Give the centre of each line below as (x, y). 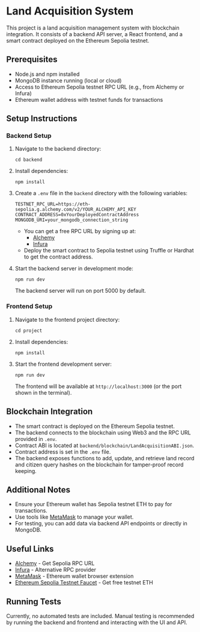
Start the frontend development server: (63, 364)
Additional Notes (38, 490)
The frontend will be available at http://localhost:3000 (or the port (98, 386)
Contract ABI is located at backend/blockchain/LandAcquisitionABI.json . (105, 445)
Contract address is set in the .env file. (63, 452)
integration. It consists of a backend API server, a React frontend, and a (95, 34)
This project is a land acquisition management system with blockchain (93, 28)
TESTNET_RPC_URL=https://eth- (53, 204)
